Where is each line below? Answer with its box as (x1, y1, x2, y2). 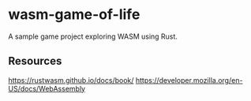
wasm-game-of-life (8, 6, 140, 24)
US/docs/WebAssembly (8, 84, 85, 93)
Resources (8, 54, 62, 68)
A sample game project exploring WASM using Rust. (8, 32, 178, 41)
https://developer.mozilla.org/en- (135, 75, 243, 84)
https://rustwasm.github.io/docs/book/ (8, 75, 134, 84)
